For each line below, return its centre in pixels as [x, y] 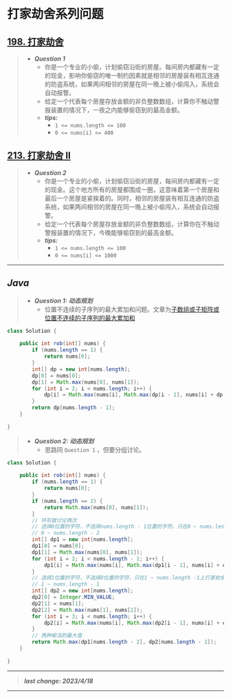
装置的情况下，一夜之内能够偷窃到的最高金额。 [117, 110]
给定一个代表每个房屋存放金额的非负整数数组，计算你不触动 [129, 101]
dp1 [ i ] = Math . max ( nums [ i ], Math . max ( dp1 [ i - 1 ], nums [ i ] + [132, 565]
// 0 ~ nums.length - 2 [66, 533]
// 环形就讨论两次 [54, 520]
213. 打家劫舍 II [39, 156]
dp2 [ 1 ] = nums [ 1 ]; [58, 604]
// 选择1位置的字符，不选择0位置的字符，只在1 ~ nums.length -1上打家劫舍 [129, 578]
